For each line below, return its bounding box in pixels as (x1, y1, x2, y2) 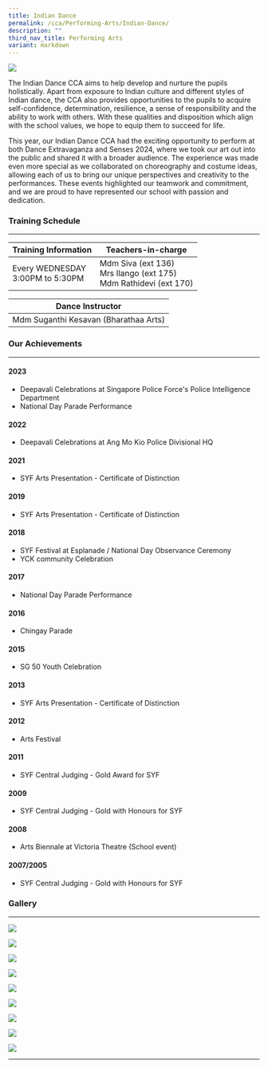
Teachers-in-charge (105, 244, 187, 255)
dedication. (8, 196, 45, 205)
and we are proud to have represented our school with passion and (8, 187, 229, 196)
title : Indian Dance (8, 11, 77, 20)
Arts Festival (19, 734, 61, 743)
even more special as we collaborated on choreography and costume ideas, (8, 161, 258, 172)
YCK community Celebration (19, 554, 114, 564)
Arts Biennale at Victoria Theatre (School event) (19, 842, 177, 852)
